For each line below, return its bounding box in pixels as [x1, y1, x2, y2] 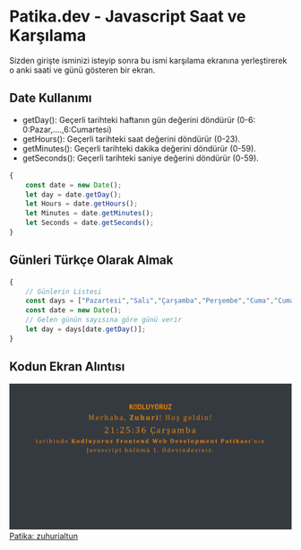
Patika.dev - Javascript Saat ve [9, 6, 246, 27]
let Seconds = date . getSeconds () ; [25, 218, 154, 228]
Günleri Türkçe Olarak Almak [9, 253, 174, 268]
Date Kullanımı [9, 91, 92, 106]
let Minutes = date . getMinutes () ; [25, 209, 154, 218]
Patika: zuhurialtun [9, 530, 79, 541]
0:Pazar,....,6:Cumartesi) [21, 124, 112, 135]
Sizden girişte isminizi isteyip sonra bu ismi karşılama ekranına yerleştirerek [9, 55, 288, 65]
